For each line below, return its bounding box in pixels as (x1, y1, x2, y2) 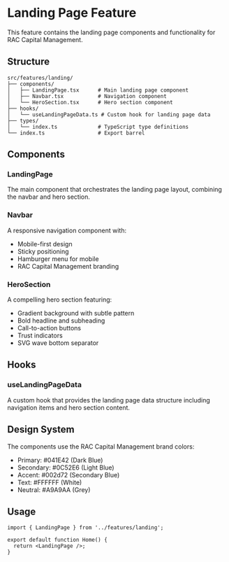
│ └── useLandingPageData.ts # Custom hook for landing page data (7, 111, 211, 118)
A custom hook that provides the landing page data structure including (7, 395, 211, 404)
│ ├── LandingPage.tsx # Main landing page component (7, 86, 189, 94)
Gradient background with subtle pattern (17, 309, 135, 318)
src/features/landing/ (7, 74, 73, 81)
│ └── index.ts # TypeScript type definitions (7, 123, 189, 130)
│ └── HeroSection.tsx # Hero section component (7, 99, 173, 106)
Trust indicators (17, 331, 63, 340)
